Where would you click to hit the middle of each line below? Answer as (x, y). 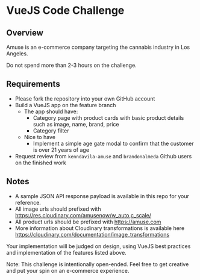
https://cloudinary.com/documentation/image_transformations (92, 234)
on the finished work (40, 163)
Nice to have (40, 137)
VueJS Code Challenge (65, 11)
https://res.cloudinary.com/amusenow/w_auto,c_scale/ (83, 215)
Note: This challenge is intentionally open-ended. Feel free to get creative (98, 264)
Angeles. (17, 54)
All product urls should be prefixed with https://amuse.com (88, 222)
